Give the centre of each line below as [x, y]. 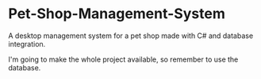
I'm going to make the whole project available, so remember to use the [123, 59]
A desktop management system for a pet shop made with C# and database [131, 36]
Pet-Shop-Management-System [117, 14]
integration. [27, 43]
